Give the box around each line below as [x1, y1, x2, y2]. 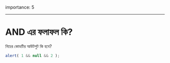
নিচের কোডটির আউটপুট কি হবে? [5, 43, 52, 49]
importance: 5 [5, 4, 34, 10]
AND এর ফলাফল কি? [5, 26, 73, 38]
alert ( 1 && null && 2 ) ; [5, 53, 60, 58]
